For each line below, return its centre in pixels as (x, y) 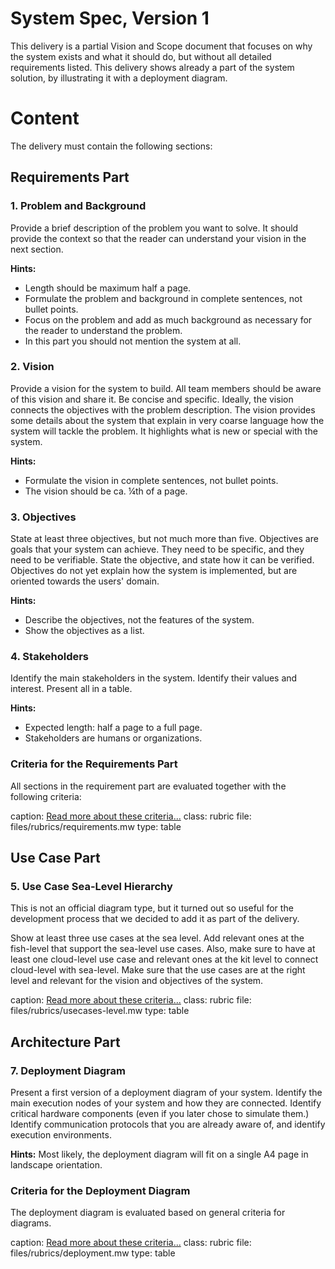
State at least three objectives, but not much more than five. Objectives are (164, 539)
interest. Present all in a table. (71, 689)
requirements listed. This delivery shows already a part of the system (152, 67)
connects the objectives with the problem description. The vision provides (163, 409)
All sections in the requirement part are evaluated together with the (148, 786)
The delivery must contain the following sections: (111, 146)
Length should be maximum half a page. (108, 288)
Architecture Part (65, 1042)
